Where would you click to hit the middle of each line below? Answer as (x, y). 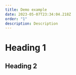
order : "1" (16, 19)
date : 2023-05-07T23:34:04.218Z (38, 14)
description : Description (31, 23)
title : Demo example (26, 10)
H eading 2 (21, 66)
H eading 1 (26, 48)
